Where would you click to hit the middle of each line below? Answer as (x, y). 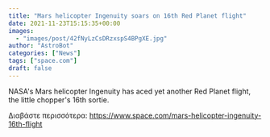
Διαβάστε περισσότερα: (48, 115)
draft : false (30, 68)
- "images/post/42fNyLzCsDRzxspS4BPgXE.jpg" (91, 38)
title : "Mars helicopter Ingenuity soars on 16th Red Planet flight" (128, 16)
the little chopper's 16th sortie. (59, 100)
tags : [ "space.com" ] (43, 61)
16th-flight (25, 124)
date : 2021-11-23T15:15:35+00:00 (64, 23)
